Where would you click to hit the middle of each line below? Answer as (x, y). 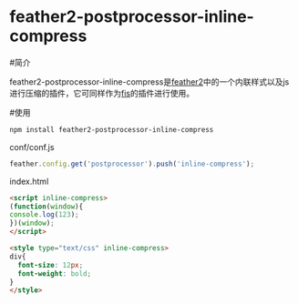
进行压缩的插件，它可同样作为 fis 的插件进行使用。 (102, 93)
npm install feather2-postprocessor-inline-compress (112, 129)
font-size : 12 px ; (51, 265)
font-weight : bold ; (55, 274)
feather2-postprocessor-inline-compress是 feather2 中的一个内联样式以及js (149, 81)
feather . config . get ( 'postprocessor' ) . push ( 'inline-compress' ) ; (132, 164)
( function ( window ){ (46, 207)
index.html (29, 181)
